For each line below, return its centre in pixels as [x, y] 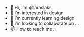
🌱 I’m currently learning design [42, 18]
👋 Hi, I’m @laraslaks [31, 8]
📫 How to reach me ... [34, 29]
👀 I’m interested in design [37, 13]
